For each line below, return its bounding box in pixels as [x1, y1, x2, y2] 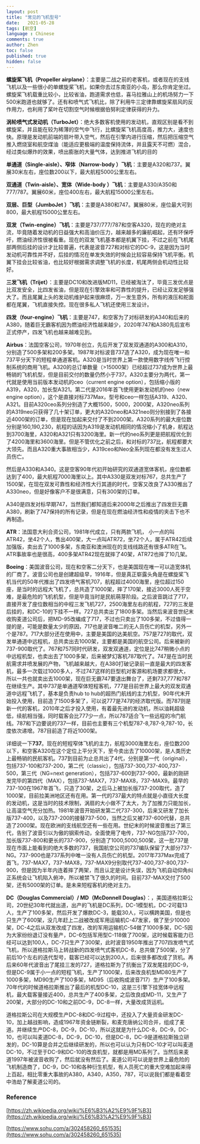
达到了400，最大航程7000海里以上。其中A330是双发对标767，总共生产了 [6, 473, 187, 480]
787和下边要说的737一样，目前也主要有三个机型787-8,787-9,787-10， [16, 720, 188, 727]
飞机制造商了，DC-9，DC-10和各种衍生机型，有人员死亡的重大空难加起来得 [6, 1063, 192, 1070]
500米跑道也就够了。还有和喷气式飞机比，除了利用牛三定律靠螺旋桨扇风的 [6, 98, 188, 105]
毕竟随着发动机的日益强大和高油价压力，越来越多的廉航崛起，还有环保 [16, 228, 189, 235]
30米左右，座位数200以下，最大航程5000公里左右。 [11, 168, 140, 175]
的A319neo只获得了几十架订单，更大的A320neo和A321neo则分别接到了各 [6, 408, 186, 415]
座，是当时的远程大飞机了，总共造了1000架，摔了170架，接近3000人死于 [6, 585, 186, 593]
